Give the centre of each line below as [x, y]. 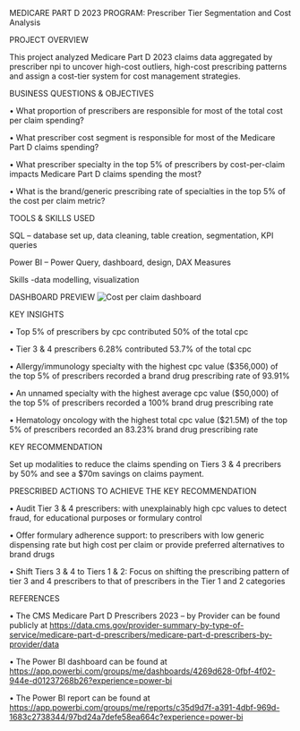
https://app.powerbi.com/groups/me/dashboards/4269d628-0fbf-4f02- [142, 671]
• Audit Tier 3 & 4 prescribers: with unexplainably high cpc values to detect [148, 508]
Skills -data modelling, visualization [74, 280]
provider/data [34, 644]
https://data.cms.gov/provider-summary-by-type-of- [146, 625]
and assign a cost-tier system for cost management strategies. [125, 76]
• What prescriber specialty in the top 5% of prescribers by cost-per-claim [147, 164]
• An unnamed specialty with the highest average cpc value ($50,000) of [144, 393]
